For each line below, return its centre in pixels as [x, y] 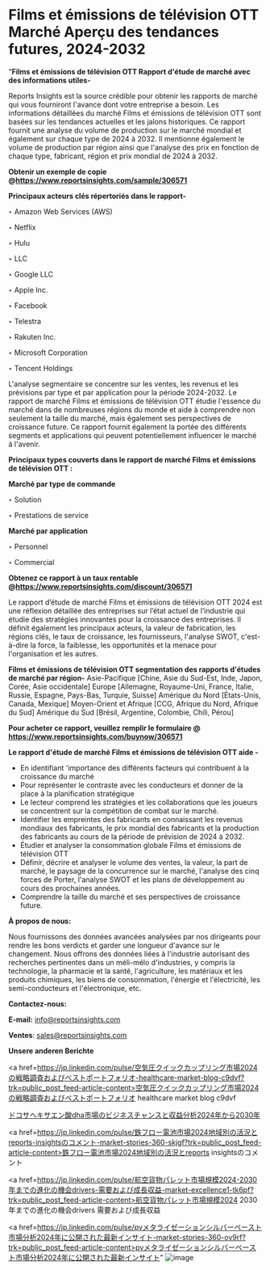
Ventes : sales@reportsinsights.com [68, 1035]
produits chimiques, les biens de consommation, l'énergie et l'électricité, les [134, 979]
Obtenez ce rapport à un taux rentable [73, 578]
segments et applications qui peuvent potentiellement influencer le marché [133, 435]
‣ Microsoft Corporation [48, 352]
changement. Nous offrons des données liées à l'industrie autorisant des [129, 954]
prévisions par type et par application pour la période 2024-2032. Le [123, 392]
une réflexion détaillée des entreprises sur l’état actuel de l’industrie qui [127, 610]
